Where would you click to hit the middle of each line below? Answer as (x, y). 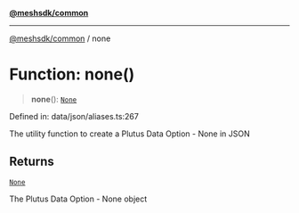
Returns (32, 162)
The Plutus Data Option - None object (78, 199)
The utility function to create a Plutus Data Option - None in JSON (130, 134)
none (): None (54, 99)
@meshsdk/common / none (60, 38)
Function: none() (72, 74)
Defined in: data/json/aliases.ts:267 (74, 116)
